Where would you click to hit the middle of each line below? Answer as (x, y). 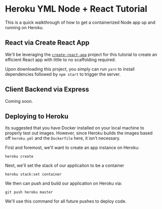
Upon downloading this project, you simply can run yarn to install (70, 69)
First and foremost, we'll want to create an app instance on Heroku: (72, 148)
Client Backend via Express (47, 89)
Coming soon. (19, 101)
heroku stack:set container (33, 175)
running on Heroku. (24, 27)
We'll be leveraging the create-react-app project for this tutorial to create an (81, 54)
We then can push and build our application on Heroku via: (64, 183)
